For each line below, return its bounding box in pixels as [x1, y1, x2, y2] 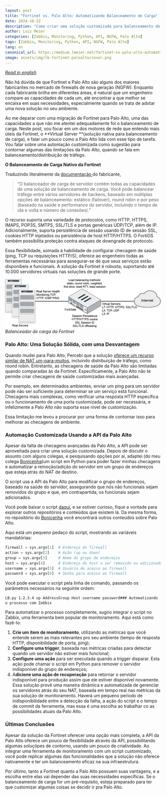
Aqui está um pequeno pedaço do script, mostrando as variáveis [5, 530, 137, 535]
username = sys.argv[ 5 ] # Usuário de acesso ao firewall [5, 566, 127, 571]
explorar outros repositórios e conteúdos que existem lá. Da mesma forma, [5, 509, 158, 516]
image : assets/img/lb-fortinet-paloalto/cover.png [5, 55, 112, 60]
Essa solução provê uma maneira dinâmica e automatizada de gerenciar [12, 682, 159, 688]
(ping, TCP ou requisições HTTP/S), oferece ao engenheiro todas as [5, 253, 144, 259]
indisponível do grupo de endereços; [12, 666, 87, 672]
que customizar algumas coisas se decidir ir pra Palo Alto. [5, 784, 124, 790]
